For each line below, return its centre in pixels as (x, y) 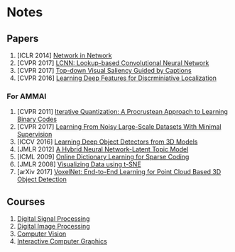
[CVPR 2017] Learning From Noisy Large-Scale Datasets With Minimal (119, 127)
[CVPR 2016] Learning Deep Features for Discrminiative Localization (117, 78)
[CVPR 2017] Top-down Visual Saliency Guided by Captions (104, 70)
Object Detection (42, 179)
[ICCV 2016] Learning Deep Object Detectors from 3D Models (107, 142)
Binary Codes (37, 119)
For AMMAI (27, 96)
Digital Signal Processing (53, 219)
